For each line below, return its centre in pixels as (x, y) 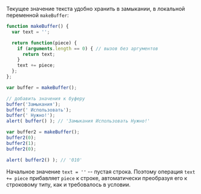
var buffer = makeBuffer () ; (42, 87)
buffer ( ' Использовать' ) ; (39, 110)
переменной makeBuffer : (38, 15)
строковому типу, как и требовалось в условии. (69, 184)
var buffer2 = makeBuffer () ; (43, 132)
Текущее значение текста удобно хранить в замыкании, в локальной (96, 9)
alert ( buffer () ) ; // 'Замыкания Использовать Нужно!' (78, 121)
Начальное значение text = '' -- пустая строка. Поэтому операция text (101, 172)
